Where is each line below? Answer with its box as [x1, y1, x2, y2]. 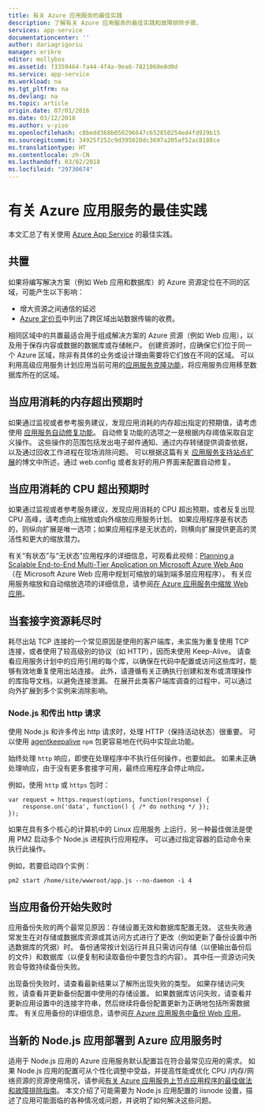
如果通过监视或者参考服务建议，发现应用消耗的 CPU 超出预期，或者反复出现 [8, 505, 255, 514]
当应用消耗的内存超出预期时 [8, 395, 144, 409]
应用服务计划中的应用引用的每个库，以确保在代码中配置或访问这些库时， [14, 656, 250, 666]
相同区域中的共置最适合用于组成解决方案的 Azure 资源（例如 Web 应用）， [8, 330, 247, 340]
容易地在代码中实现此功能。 [108, 737, 199, 746]
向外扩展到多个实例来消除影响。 [8, 686, 112, 696]
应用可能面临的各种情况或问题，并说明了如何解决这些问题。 [21, 1095, 215, 1105]
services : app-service [8, 26, 83, 34]
